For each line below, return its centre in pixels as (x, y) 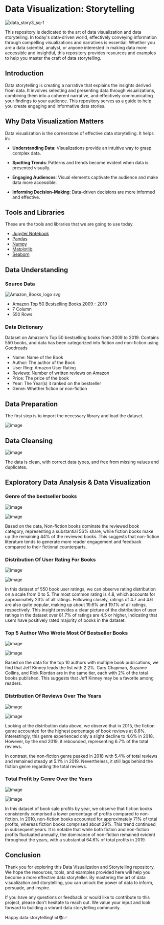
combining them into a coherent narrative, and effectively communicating (79, 95)
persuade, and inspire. (28, 888)
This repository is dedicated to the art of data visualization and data (73, 32)
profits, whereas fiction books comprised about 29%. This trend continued (80, 824)
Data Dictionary (24, 327)
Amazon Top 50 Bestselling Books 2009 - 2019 (60, 304)
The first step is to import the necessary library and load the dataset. (74, 416)
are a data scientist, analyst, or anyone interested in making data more (76, 47)
